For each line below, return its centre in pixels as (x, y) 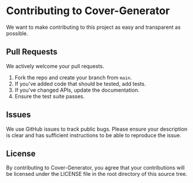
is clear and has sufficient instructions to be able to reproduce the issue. (94, 135)
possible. (17, 33)
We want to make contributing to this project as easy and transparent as (94, 27)
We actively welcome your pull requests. (55, 66)
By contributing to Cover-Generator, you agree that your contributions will (96, 168)
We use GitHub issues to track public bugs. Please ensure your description (97, 129)
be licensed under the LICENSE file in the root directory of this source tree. (97, 174)
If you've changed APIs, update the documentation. (77, 90)
